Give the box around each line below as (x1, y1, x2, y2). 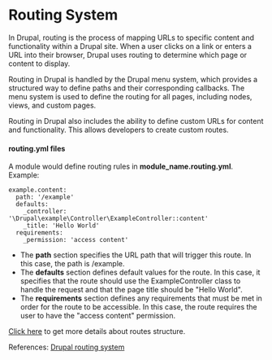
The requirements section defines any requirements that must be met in (19, 293, 262, 303)
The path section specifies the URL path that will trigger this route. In (19, 250, 252, 260)
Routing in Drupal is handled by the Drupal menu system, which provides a (8, 74, 258, 84)
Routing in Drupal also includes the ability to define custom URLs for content (8, 116, 264, 125)
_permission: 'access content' (23, 236, 129, 244)
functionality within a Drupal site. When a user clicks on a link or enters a (8, 41, 252, 50)
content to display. (8, 59, 71, 68)
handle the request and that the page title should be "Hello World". (19, 285, 243, 295)
